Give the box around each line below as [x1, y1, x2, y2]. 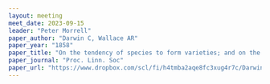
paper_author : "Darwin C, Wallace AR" [8, 34, 138, 42]
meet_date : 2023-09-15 [8, 19, 84, 27]
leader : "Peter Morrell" [8, 26, 92, 34]
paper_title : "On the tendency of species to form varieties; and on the [8, 49, 261, 57]
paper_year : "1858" [8, 42, 74, 50]
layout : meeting [8, 11, 63, 20]
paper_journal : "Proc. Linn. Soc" [8, 57, 125, 65]
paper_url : [8, 64, 45, 72]
